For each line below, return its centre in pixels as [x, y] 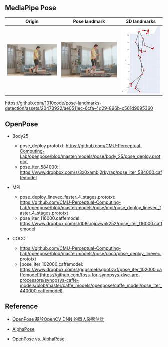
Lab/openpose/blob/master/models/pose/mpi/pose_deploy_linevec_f [90, 208]
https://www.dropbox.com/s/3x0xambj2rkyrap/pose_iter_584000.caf [91, 172]
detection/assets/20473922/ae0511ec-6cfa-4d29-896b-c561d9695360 [79, 108]
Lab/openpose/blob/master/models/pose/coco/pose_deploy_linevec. [91, 254]
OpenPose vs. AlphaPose [38, 339]
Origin [32, 21]
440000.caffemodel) [41, 291]
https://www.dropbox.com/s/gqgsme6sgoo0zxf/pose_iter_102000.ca [91, 270]
